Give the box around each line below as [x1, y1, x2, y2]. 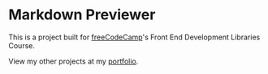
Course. [8, 40, 35, 50]
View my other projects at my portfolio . [8, 56, 139, 66]
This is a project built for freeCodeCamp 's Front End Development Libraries [8, 32, 261, 42]
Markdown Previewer [8, 6, 156, 24]
